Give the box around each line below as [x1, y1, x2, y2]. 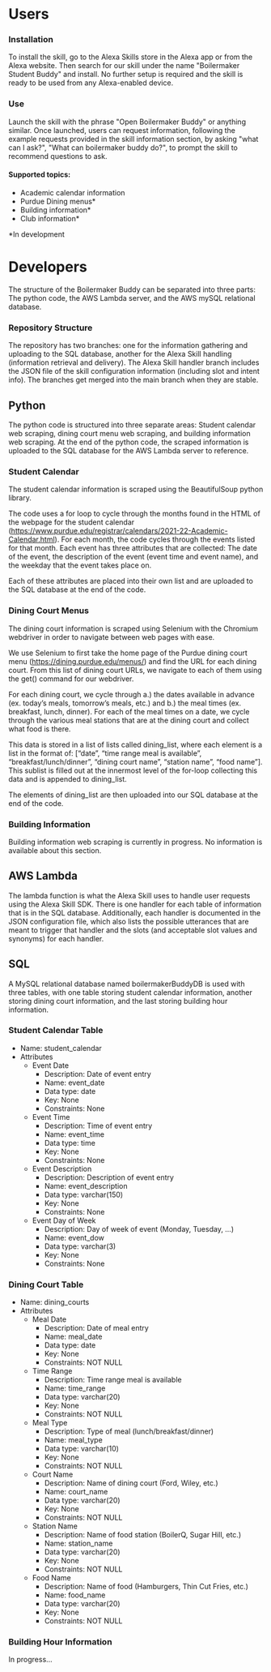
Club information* [19, 213, 80, 223]
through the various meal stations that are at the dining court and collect [8, 715, 249, 725]
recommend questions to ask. [8, 151, 108, 161]
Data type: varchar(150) [44, 1190, 124, 1199]
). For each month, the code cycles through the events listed [54, 534, 256, 544]
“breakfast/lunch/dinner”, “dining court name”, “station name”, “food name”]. [8, 757, 263, 766]
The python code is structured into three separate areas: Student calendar [8, 420, 256, 430]
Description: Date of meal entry [44, 1323, 150, 1333]
